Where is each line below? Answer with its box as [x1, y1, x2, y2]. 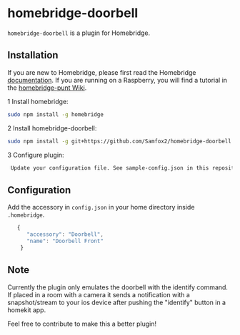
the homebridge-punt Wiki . [7, 83, 87, 92]
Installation [7, 49, 59, 61]
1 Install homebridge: [7, 97, 69, 105]
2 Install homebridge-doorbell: [7, 123, 97, 133]
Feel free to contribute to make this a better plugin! [7, 319, 157, 328]
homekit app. [7, 305, 46, 314]
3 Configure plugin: [7, 150, 64, 159]
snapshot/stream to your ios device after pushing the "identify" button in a [7, 298, 226, 306]
